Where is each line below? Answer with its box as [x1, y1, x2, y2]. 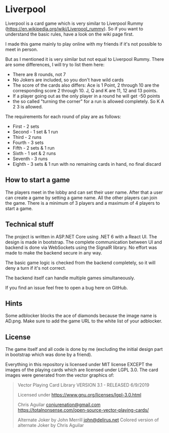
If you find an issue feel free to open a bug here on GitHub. [5, 284, 128, 291]
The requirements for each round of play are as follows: [5, 113, 121, 120]
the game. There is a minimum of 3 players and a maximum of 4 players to [5, 200, 160, 206]
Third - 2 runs [12, 134, 42, 140]
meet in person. [5, 46, 38, 52]
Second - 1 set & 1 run [12, 128, 58, 135]
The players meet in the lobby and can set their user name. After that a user [5, 189, 163, 195]
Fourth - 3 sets [12, 139, 44, 146]
